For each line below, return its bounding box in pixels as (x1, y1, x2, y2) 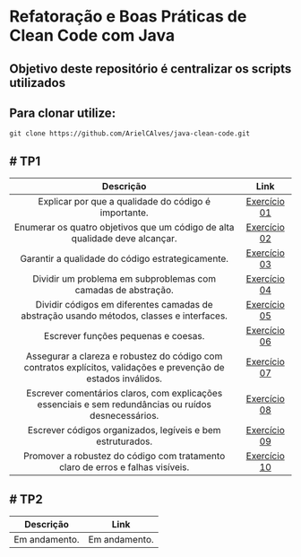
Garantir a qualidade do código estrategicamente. (20, 253, 229, 265)
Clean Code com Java (9, 25, 176, 46)
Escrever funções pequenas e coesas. (43, 330, 205, 343)
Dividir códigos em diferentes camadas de (35, 299, 213, 311)
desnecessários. (89, 410, 159, 422)
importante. (99, 206, 150, 219)
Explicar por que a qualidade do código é (38, 196, 211, 208)
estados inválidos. (86, 372, 163, 385)
